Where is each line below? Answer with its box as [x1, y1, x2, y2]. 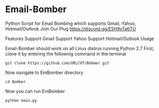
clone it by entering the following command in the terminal [5, 51, 126, 57]
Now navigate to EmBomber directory [5, 69, 83, 76]
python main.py [5, 98, 37, 103]
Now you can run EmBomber [5, 88, 65, 94]
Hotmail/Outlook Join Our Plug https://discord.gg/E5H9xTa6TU [5, 25, 136, 31]
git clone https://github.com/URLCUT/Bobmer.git [5, 60, 110, 65]
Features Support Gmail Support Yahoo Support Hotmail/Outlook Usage [5, 35, 154, 42]
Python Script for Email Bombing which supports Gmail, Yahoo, [5, 20, 136, 26]
